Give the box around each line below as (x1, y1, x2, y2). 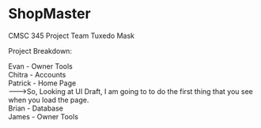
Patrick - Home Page (8, 78, 77, 88)
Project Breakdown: (8, 46, 73, 55)
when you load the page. (8, 95, 89, 104)
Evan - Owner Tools (8, 61, 73, 71)
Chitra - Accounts (8, 70, 66, 79)
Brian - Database (8, 104, 64, 113)
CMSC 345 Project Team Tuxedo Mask (8, 31, 134, 40)
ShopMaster (8, 5, 91, 23)
